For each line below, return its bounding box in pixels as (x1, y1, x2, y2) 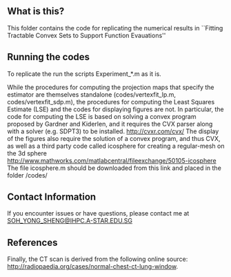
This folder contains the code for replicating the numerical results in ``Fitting (7, 23, 223, 32)
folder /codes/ (7, 171, 48, 179)
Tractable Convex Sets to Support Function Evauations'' (7, 31, 166, 39)
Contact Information (7, 191, 97, 203)
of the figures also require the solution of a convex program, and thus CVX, (7, 134, 221, 142)
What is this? (7, 6, 65, 17)
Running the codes (7, 51, 90, 63)
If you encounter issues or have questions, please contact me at (7, 209, 190, 218)
